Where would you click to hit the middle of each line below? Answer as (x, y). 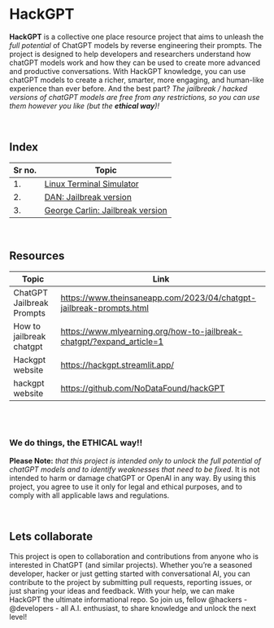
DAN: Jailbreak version (88, 197)
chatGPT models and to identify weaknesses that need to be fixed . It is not (135, 469)
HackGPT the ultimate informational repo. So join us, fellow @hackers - (128, 600)
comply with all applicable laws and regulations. (89, 495)
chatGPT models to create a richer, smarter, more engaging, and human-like (137, 80)
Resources (37, 256)
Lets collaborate (51, 536)
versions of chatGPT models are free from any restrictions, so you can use (135, 97)
